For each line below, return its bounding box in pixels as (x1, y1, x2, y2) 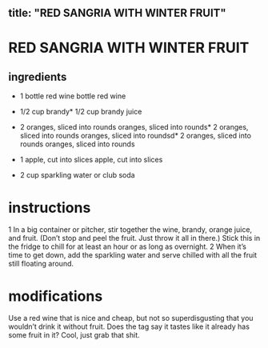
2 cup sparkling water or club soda (19, 170, 135, 180)
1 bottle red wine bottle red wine (19, 91, 126, 101)
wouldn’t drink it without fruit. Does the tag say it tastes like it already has (8, 322, 250, 331)
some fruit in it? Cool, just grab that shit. (8, 330, 140, 340)
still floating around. (8, 259, 74, 269)
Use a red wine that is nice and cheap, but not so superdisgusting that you (8, 314, 254, 323)
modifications (8, 287, 103, 305)
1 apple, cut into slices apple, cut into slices (19, 155, 163, 165)
